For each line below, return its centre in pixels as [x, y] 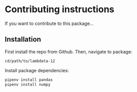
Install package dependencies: [37, 70]
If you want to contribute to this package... [49, 23]
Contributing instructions [60, 9]
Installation [23, 39]
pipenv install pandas [29, 80]
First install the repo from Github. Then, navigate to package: [69, 51]
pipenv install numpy [28, 84]
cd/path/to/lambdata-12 [30, 61]
